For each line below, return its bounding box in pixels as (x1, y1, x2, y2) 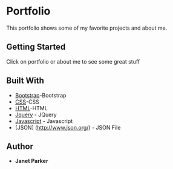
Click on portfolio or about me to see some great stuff (6, 58, 140, 65)
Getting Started (6, 42, 66, 52)
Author (6, 141, 33, 151)
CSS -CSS (15, 98, 39, 105)
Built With (6, 76, 44, 86)
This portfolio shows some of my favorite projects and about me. (6, 24, 168, 31)
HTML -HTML (15, 104, 48, 111)
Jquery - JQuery (15, 111, 57, 118)
